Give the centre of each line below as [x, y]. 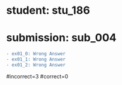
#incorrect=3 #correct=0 [37, 76]
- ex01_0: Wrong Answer [36, 54]
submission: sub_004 [61, 38]
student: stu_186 [48, 10]
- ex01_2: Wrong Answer [36, 65]
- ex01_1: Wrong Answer [36, 59]
